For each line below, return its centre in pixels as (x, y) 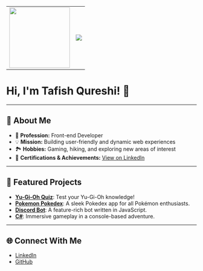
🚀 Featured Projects (44, 182)
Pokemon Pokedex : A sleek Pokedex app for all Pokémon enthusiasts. (102, 203)
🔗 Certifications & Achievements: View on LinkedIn (80, 157)
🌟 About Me (29, 121)
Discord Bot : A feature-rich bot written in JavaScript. (81, 210)
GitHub (24, 262)
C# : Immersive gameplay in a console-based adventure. (85, 216)
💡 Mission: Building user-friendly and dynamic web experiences (95, 142)
